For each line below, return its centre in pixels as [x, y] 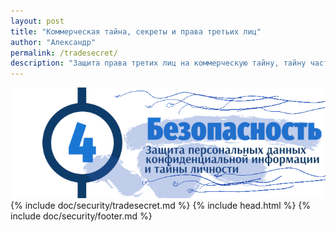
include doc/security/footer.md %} [81, 216]
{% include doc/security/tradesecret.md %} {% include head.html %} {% [161, 206]
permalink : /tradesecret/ [64, 53]
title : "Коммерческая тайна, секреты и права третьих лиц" [136, 31]
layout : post [37, 21]
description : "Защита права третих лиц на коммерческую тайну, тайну [158, 63]
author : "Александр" [53, 42]
